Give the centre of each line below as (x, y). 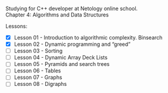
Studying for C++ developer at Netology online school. (72, 9)
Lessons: (16, 26)
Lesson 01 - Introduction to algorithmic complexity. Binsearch (88, 37)
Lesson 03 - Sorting (38, 51)
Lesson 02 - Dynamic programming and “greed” (72, 44)
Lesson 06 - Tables (37, 71)
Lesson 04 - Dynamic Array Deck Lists (61, 58)
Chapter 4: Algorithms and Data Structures (57, 15)
